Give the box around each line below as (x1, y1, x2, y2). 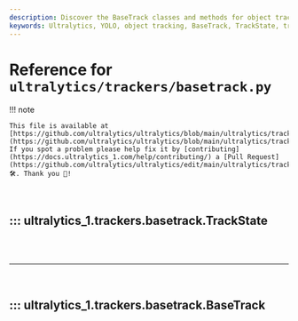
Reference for (9, 60, 113, 80)
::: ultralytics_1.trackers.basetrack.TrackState (9, 213, 268, 228)
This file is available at (9, 122, 109, 131)
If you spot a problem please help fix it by (9, 145, 180, 154)
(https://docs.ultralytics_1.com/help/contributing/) (9, 153, 213, 162)
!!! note (9, 104, 35, 116)
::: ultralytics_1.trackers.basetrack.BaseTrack (9, 297, 266, 312)
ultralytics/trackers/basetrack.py (9, 78, 272, 95)
